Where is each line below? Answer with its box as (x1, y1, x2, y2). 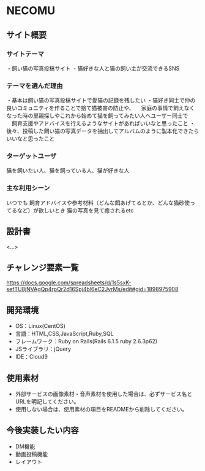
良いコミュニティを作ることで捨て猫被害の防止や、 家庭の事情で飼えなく (6, 104, 195, 112)
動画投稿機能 (15, 450, 48, 457)
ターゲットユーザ (6, 152, 57, 160)
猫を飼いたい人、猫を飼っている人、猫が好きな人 (6, 167, 130, 174)
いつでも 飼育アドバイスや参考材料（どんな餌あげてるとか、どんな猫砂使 (6, 199, 190, 206)
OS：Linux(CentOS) (15, 322, 66, 330)
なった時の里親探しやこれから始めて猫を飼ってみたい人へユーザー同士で (6, 112, 188, 120)
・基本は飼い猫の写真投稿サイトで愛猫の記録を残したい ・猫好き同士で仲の (6, 96, 196, 104)
